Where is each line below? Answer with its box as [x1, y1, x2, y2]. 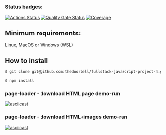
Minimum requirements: [5, 29, 81, 37]
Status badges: [5, 3, 43, 10]
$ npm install [5, 78, 35, 83]
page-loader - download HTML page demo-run [5, 90, 120, 97]
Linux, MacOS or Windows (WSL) [5, 42, 73, 48]
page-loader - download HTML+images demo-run [5, 113, 127, 120]
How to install [5, 56, 48, 65]
